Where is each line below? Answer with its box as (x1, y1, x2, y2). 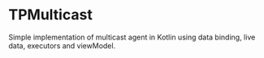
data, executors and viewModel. (8, 40, 116, 50)
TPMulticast (8, 6, 93, 24)
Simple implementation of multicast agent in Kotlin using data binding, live (8, 32, 256, 42)
